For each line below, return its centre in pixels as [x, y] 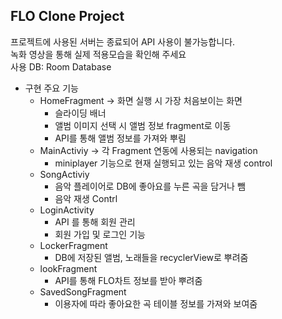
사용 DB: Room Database [61, 66]
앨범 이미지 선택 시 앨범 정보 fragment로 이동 [143, 125]
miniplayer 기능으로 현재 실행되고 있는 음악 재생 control [163, 163]
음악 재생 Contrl [86, 198]
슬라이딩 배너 [80, 113]
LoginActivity [67, 210]
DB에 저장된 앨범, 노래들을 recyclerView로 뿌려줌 [151, 257]
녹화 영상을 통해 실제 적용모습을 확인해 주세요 [98, 54]
